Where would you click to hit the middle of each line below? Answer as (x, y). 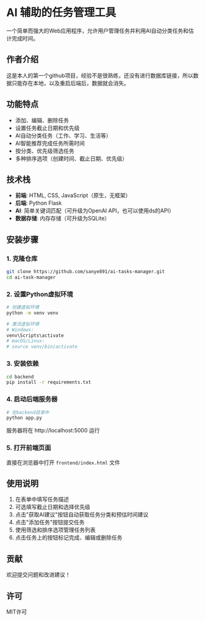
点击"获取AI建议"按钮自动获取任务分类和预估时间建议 (82, 514)
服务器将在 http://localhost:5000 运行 (53, 431)
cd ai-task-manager (31, 277)
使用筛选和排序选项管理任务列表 (55, 530)
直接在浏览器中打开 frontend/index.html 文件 (63, 462)
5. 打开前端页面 (29, 448)
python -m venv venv (33, 313)
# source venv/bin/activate (42, 347)
